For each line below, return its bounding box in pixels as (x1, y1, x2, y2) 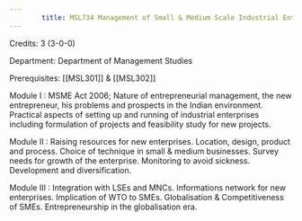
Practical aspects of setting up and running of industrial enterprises (9, 109, 260, 119)
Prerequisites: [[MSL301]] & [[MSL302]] (9, 73, 156, 84)
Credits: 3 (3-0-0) (9, 38, 76, 49)
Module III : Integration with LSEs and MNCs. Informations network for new (9, 181, 286, 193)
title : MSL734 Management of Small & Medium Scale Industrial (41, 13, 280, 22)
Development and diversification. (9, 164, 132, 175)
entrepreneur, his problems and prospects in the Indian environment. (9, 100, 263, 110)
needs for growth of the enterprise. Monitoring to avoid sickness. (9, 155, 250, 166)
